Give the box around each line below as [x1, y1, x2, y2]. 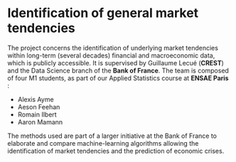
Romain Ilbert [17, 110, 57, 119]
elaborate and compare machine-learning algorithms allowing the [7, 139, 199, 147]
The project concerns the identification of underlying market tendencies [7, 43, 219, 52]
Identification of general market [7, 5, 199, 21]
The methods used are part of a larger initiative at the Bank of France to [7, 131, 217, 140]
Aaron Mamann [17, 117, 63, 126]
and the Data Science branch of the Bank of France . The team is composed [7, 66, 230, 75]
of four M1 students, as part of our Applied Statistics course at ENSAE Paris [7, 73, 229, 82]
